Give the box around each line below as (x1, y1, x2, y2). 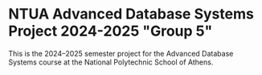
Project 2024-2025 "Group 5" (8, 22, 213, 40)
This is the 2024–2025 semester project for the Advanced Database (8, 48, 234, 58)
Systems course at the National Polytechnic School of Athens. (8, 57, 214, 67)
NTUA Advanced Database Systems (8, 5, 255, 23)
